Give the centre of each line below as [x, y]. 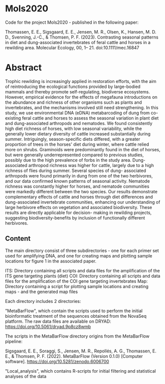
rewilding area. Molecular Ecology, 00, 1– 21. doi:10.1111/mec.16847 [72, 47]
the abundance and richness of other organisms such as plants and [73, 102]
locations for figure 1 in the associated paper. [51, 261]
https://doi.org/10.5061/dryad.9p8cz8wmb [48, 326]
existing [13, 118]
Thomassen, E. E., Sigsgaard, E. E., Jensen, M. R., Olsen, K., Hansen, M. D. [81, 32]
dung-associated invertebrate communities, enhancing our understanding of [83, 202]
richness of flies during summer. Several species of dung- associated [76, 171]
